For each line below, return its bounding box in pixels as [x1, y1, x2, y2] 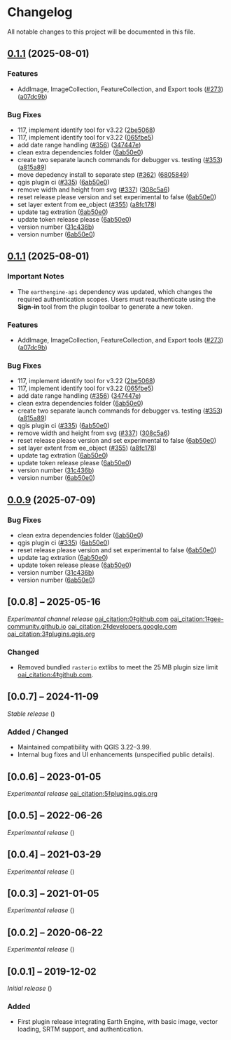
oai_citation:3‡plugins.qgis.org [7, 629, 96, 638]
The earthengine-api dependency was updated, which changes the [17, 287, 213, 295]
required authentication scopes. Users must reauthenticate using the [17, 295, 216, 303]
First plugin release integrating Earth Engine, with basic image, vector [17, 1018, 218, 1026]
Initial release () [7, 984, 52, 992]
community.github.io [7, 622, 66, 630]
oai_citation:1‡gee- [170, 615, 224, 623]
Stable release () [7, 709, 55, 718]
